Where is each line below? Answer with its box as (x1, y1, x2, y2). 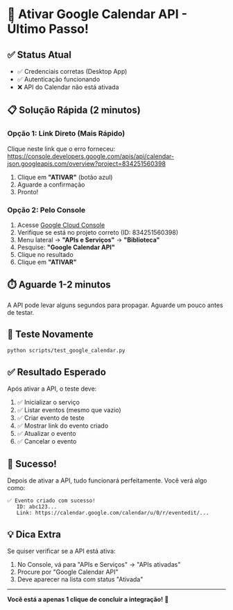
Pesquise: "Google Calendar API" (17, 243, 116, 251)
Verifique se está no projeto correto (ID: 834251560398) (17, 228, 179, 236)
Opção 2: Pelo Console (7, 205, 85, 214)
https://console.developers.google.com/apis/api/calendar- (7, 152, 175, 160)
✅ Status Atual (7, 49, 71, 61)
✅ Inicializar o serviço (17, 398, 80, 407)
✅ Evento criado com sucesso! (7, 497, 96, 504)
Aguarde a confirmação (17, 180, 85, 189)
